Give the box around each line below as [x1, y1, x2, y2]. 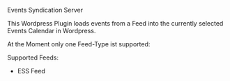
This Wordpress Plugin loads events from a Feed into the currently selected [7, 19, 224, 27]
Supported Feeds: [7, 53, 59, 62]
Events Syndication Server [7, 6, 84, 14]
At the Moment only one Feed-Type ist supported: [7, 40, 151, 48]
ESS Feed [17, 67, 45, 75]
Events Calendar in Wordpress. [7, 27, 96, 35]
